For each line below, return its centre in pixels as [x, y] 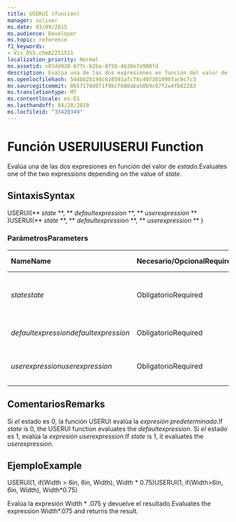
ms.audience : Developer [42, 33]
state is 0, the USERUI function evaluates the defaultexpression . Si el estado [118, 428]
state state [27, 295]
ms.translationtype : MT [42, 92]
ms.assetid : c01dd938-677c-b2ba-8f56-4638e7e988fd [83, 66]
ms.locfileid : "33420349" [45, 112]
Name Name [31, 261]
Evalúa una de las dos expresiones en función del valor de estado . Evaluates [117, 166]
